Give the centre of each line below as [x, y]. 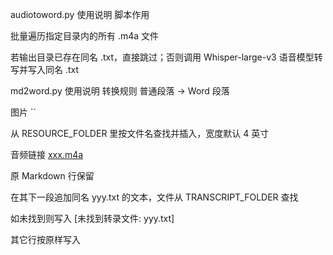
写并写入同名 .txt [45, 69]
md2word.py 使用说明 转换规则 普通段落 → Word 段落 [120, 91]
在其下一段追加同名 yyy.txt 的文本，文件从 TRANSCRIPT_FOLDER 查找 [154, 197]
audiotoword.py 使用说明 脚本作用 [80, 14]
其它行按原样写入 [45, 239]
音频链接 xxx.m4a [47, 154]
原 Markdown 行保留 [52, 176]
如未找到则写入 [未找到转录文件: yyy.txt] [92, 218]
